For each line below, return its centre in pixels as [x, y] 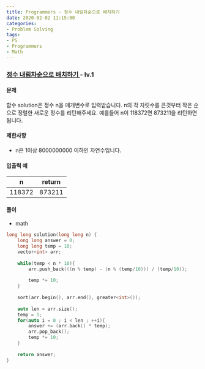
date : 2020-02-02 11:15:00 [41, 18]
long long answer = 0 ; [46, 241]
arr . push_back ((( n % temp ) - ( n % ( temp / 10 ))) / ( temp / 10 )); [108, 269]
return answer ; [37, 354]
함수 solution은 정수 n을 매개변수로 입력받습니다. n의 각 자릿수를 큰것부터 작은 [99, 105]
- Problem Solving [30, 29]
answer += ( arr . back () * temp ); [70, 326]
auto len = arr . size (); [48, 309]
